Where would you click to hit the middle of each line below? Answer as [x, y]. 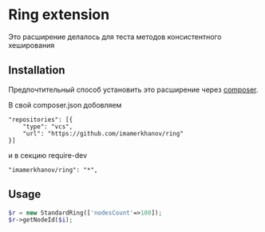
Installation [37, 71]
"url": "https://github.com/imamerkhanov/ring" [103, 133]
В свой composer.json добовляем [65, 104]
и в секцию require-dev [48, 155]
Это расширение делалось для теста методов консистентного [115, 37]
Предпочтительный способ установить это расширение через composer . [133, 89]
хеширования [32, 45]
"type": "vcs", [48, 126]
